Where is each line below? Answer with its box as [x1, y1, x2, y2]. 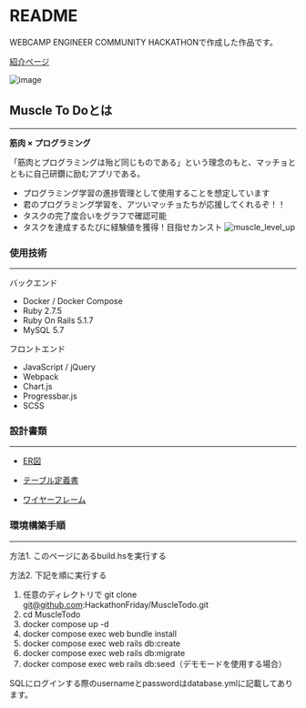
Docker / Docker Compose [22, 296, 123, 307]
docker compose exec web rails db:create [22, 638, 180, 649]
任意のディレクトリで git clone [22, 589, 138, 600]
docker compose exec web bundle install [22, 628, 178, 639]
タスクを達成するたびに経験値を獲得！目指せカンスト [22, 221, 223, 232]
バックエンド [9, 278, 57, 288]
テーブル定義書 [22, 475, 79, 486]
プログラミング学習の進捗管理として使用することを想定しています [22, 187, 270, 198]
